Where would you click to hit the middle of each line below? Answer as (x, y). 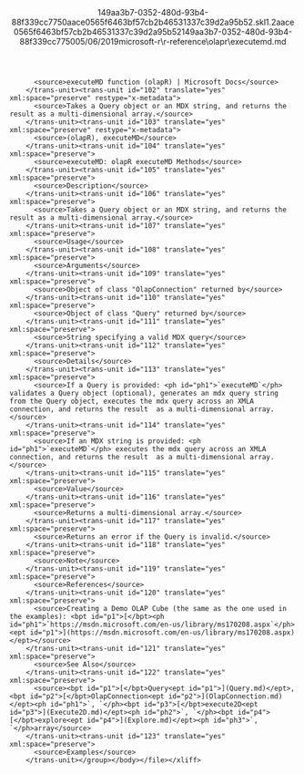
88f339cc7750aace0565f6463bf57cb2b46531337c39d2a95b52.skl (139, 22)
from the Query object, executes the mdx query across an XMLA (132, 401)
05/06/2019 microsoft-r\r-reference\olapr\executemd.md (181, 41)
